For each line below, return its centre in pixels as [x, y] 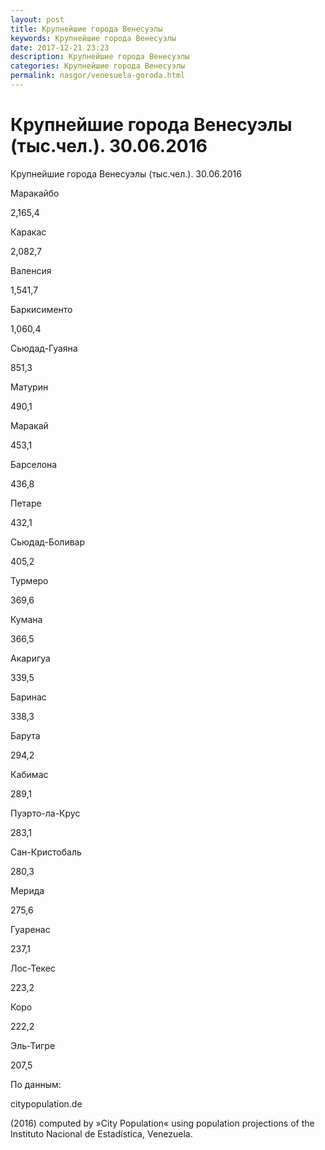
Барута [25, 735]
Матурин [29, 387]
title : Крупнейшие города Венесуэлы [86, 29]
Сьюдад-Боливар [48, 542]
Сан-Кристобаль [46, 852]
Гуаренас [30, 929]
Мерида [27, 890]
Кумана [26, 619]
